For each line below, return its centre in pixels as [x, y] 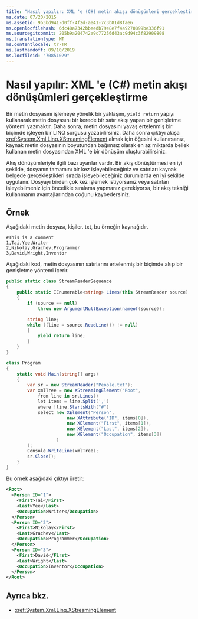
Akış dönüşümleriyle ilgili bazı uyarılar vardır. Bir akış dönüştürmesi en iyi [94, 162]
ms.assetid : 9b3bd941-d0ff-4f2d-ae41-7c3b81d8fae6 [70, 22]
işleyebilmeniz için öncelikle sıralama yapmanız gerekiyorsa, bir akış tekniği [97, 188]
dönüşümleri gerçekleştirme [77, 97]
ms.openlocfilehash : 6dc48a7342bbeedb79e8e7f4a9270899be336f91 [85, 28]
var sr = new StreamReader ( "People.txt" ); [80, 385]
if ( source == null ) [52, 303]
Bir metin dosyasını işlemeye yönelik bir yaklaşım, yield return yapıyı [90, 113]
